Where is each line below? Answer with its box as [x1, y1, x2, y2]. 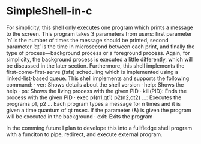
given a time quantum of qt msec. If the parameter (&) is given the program [6, 106, 192, 114]
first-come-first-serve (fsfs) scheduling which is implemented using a [6, 68, 179, 75]
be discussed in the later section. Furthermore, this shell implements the [6, 62, 185, 69]
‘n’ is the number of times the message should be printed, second [6, 36, 169, 44]
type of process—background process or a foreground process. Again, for [6, 49, 190, 56]
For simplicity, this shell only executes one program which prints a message [6, 24, 193, 31]
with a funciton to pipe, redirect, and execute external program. [6, 130, 163, 138]
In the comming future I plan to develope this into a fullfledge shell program [6, 124, 193, 131]
